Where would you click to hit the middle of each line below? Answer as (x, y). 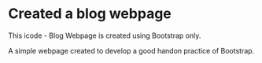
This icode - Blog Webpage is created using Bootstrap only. (105, 35)
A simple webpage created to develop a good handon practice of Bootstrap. (131, 50)
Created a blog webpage (90, 14)
